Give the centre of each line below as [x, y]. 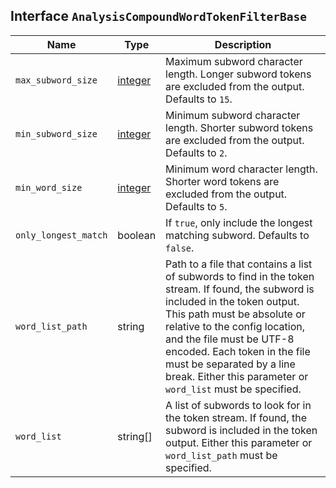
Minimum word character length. [241, 169]
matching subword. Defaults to [237, 235]
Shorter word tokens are [222, 181]
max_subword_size [56, 80]
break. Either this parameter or [237, 376]
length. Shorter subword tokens [239, 127]
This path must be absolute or [235, 314]
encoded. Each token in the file [238, 351]
